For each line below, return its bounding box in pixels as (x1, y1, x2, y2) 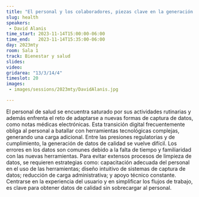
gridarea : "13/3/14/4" (6, 70, 63, 76)
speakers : (6, 20, 31, 26)
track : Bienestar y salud (6, 53, 70, 59)
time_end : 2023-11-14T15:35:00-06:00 (6, 36, 105, 42)
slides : (6, 59, 26, 64)
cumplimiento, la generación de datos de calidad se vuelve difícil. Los (6, 140, 177, 147)
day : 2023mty (6, 42, 39, 48)
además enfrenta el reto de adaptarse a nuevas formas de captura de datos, (6, 114, 194, 121)
